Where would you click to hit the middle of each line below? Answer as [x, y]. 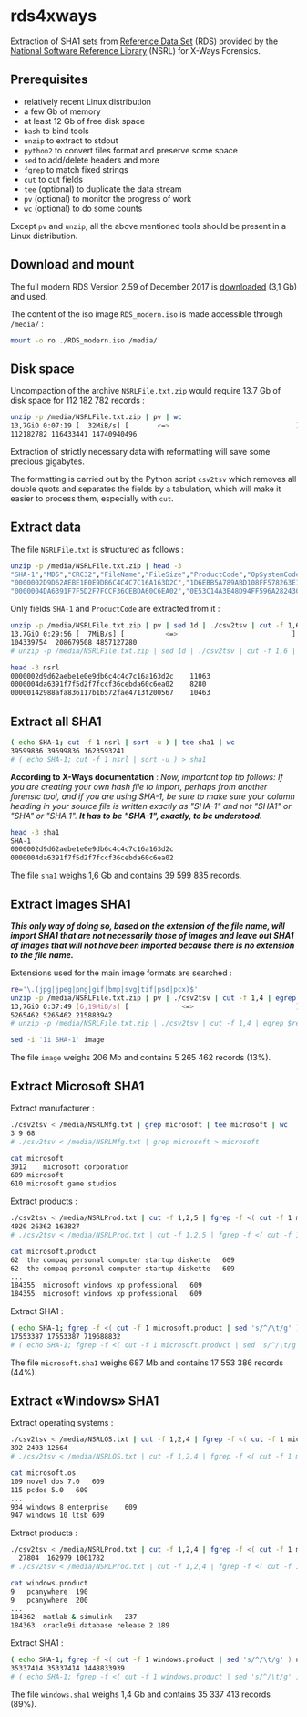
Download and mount [72, 264]
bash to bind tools [56, 131]
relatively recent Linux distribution [87, 101]
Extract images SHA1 [71, 904]
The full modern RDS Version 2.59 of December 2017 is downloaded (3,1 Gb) [154, 286]
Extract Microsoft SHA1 [77, 1086]
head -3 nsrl [35, 668]
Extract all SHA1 [56, 721]
